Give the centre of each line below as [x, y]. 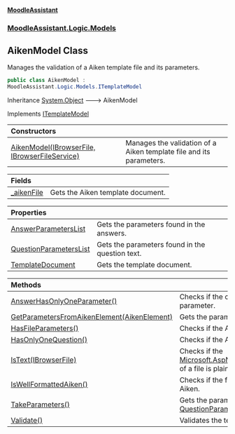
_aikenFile [27, 193]
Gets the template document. [144, 265]
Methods [26, 285]
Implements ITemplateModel [48, 114]
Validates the [201, 421]
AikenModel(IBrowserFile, [53, 147]
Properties [29, 212]
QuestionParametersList [50, 249]
